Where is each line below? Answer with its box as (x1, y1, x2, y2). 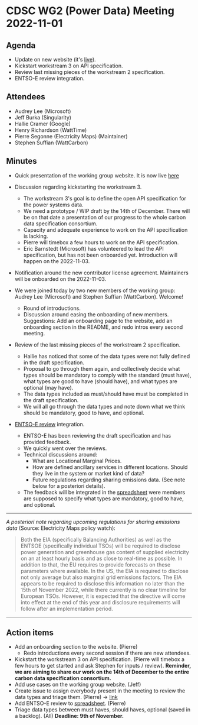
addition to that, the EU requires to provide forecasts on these (20, 561, 171, 568)
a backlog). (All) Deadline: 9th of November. (14, 713, 124, 720)
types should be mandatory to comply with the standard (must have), (23, 371, 192, 378)
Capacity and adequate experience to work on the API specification (23, 226, 188, 233)
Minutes (6, 156, 37, 166)
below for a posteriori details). (32, 482, 105, 489)
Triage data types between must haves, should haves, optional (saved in (14, 706, 190, 713)
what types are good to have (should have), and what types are (23, 377, 178, 385)
